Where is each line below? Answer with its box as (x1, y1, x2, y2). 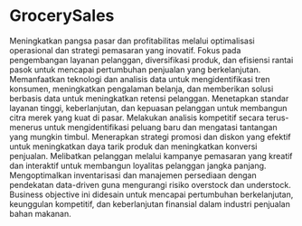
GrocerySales (9, 5, 115, 26)
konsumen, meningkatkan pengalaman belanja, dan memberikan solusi (9, 83, 274, 94)
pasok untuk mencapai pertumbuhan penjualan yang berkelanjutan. (9, 64, 261, 75)
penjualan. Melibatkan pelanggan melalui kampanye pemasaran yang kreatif (9, 150, 293, 161)
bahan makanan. (9, 208, 72, 219)
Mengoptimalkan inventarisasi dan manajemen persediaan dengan (9, 169, 257, 181)
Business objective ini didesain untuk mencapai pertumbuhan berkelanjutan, (9, 189, 294, 200)
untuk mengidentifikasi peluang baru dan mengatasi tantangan (43, 121, 278, 132)
